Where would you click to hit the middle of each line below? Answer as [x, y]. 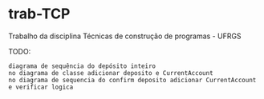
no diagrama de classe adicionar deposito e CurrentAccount [111, 73]
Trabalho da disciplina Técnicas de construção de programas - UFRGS [125, 36]
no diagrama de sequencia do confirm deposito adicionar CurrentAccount [132, 80]
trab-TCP [39, 14]
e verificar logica [41, 87]
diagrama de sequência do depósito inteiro [82, 66]
